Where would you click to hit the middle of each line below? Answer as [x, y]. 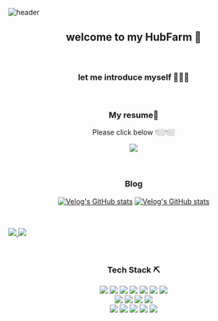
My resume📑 [134, 115]
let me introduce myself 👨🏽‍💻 [134, 77]
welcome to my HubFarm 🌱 [134, 37]
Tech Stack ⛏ [134, 269]
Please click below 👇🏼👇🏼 [134, 132]
